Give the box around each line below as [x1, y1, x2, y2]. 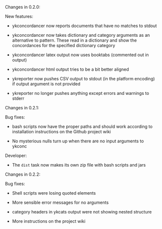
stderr [12, 95, 25, 101]
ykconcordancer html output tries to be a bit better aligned [12, 66, 130, 72]
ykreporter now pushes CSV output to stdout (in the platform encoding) [12, 76, 155, 81]
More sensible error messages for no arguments [12, 199, 109, 205]
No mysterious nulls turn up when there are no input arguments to [12, 138, 144, 144]
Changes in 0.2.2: [5, 171, 40, 177]
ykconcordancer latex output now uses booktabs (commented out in [12, 52, 149, 58]
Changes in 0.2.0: [5, 4, 40, 10]
